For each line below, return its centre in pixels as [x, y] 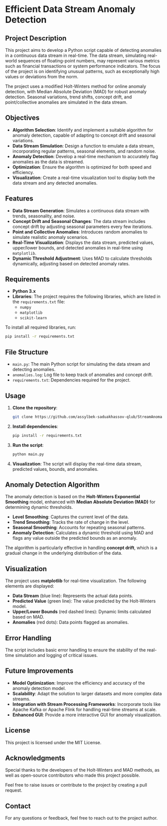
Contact [18, 806]
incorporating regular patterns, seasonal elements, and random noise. [84, 151]
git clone [23, 417]
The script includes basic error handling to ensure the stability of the [76, 650]
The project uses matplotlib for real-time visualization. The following [76, 581]
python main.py [28, 454]
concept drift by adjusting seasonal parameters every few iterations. [83, 226]
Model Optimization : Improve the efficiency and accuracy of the [79, 683]
